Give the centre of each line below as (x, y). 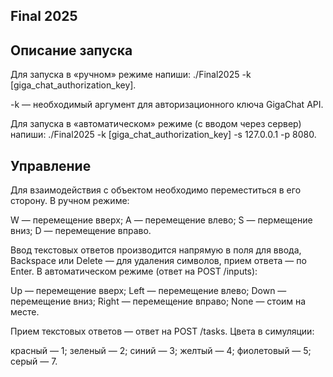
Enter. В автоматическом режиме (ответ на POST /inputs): (134, 271)
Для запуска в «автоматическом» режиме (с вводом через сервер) (156, 124)
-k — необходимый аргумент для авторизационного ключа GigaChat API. (167, 105)
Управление (51, 165)
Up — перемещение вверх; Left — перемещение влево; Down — (148, 291)
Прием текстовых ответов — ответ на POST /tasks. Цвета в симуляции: (162, 331)
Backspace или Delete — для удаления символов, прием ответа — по (158, 261)
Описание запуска (71, 50)
